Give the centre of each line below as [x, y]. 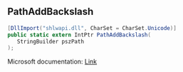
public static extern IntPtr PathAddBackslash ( [79, 35]
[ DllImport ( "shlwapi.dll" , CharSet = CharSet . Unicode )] [92, 28]
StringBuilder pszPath [50, 41]
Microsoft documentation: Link [52, 62]
